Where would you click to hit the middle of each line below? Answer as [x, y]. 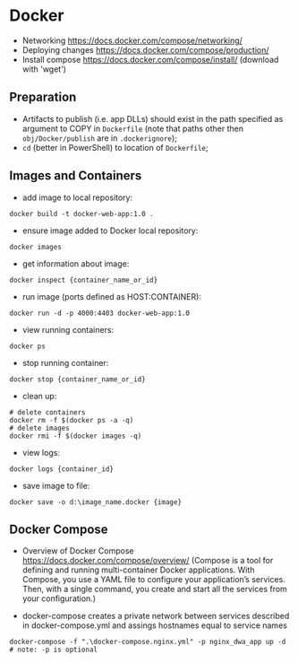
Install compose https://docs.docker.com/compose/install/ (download [150, 59]
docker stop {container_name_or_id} [77, 379]
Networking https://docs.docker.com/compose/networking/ [132, 40]
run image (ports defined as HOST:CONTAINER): [111, 296]
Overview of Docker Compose [78, 551]
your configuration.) [59, 598]
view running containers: [68, 329]
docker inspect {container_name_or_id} [84, 280]
